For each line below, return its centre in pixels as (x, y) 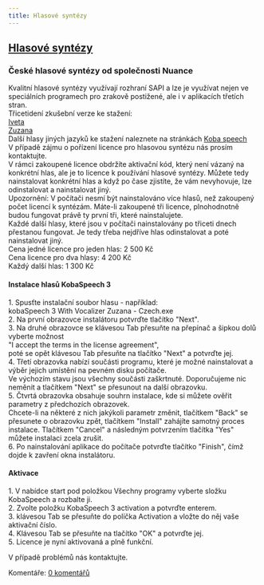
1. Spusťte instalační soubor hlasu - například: (83, 302)
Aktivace (24, 473)
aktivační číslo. (33, 524)
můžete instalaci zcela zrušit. (56, 438)
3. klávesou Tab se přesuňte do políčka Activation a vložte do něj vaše (124, 516)
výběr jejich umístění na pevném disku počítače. (88, 370)
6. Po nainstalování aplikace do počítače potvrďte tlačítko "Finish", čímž (126, 446)
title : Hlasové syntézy (48, 16)
